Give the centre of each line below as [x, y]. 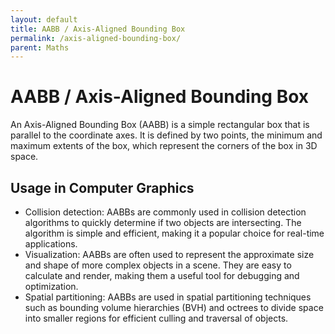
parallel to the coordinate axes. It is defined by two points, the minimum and [166, 135]
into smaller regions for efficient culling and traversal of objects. [156, 318]
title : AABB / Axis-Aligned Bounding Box [98, 29]
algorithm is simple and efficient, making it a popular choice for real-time [174, 233]
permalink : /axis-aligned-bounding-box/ [96, 38]
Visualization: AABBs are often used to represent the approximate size [169, 254]
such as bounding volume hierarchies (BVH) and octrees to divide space [174, 307]
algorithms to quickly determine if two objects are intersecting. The [163, 222]
